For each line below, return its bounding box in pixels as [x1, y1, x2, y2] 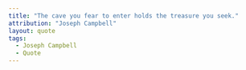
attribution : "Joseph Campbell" [8, 19, 117, 27]
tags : [8, 34, 27, 43]
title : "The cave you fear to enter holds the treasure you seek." [8, 11, 240, 20]
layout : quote [8, 27, 56, 35]
